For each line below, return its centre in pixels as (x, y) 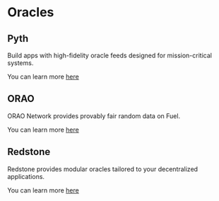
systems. (20, 63)
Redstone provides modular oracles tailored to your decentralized (103, 169)
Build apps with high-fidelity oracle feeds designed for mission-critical (109, 55)
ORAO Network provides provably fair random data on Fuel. (94, 116)
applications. (26, 176)
